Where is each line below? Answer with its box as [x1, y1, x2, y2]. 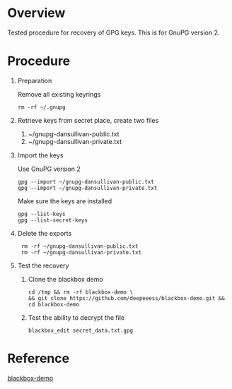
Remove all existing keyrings [17, 90, 101, 98]
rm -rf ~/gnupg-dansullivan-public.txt [21, 242, 139, 250]
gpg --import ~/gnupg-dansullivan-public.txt [17, 178, 154, 185]
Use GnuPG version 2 [17, 164, 81, 173]
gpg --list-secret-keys [17, 217, 88, 224]
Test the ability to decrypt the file [28, 313, 125, 322]
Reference [7, 351, 69, 366]
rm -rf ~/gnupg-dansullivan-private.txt [21, 249, 142, 256]
